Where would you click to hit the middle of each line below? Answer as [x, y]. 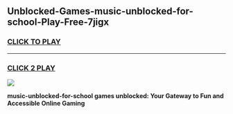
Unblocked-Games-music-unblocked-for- [100, 11]
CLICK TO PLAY [34, 42]
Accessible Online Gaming [46, 103]
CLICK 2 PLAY [31, 68]
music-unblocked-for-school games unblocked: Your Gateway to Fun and [115, 95]
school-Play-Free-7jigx [58, 22]
